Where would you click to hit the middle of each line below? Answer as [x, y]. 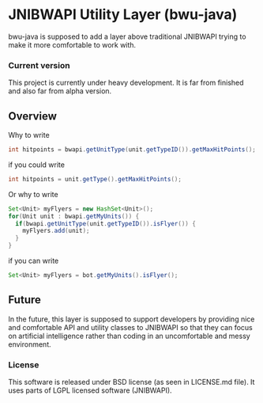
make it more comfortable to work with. [72, 44]
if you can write [34, 261]
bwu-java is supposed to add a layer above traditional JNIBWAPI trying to [127, 36]
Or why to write [33, 194]
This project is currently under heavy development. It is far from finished [126, 83]
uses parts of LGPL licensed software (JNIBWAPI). [90, 390]
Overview [33, 116]
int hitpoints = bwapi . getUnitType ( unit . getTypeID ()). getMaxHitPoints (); [132, 150]
